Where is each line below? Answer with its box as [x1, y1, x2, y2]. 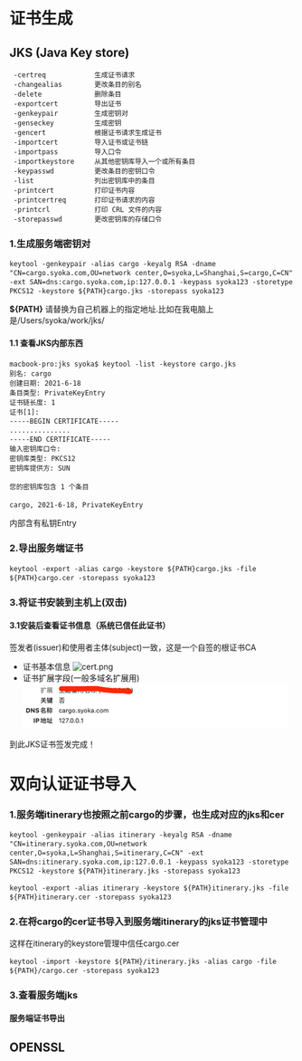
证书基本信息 [22, 661, 71, 672]
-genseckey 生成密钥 [13, 119, 122, 128]
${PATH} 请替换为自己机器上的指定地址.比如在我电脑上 [9, 304, 214, 315]
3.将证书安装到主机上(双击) [9, 596, 127, 608]
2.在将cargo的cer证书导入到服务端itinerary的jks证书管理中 [9, 915, 269, 928]
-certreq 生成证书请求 [13, 71, 136, 80]
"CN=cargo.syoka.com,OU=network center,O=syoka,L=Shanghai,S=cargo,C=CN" [9, 269, 294, 278]
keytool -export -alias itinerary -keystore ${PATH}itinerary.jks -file [9, 884, 289, 893]
